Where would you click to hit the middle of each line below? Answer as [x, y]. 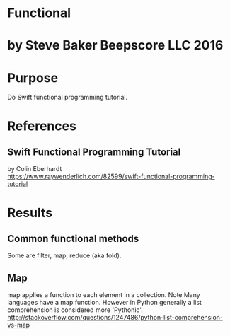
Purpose [33, 77]
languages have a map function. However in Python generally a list [104, 303]
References [42, 126]
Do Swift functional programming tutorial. [68, 98]
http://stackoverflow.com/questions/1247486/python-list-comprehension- [115, 318]
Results [30, 213]
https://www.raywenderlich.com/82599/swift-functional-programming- [111, 176]
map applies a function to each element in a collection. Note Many [104, 295]
